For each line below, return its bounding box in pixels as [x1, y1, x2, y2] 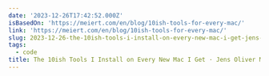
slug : [8, 33, 26, 42]
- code [15, 48, 38, 56]
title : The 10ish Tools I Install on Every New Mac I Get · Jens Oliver [8, 56, 256, 64]
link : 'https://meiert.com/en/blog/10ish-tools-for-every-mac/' [8, 26, 227, 34]
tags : [8, 41, 26, 49]
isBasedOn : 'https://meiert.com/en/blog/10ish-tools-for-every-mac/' [8, 19, 246, 27]
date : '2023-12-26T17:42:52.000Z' [8, 11, 124, 20]
